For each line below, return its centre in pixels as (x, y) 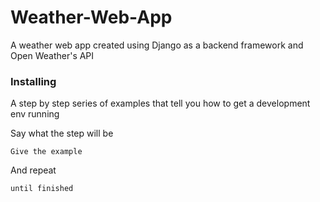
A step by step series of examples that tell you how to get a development (160, 103)
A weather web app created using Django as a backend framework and (157, 45)
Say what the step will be (62, 133)
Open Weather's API (52, 55)
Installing (33, 81)
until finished (42, 189)
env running (35, 114)
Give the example (46, 152)
